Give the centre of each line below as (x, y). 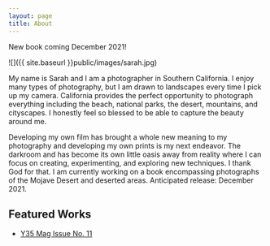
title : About (30, 24)
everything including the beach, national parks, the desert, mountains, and (133, 104)
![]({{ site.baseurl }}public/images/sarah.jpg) (83, 63)
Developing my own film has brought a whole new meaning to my (118, 137)
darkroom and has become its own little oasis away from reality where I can (135, 154)
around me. (28, 121)
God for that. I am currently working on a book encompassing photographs (134, 171)
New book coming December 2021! (67, 46)
